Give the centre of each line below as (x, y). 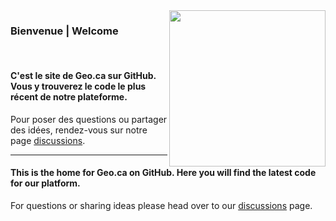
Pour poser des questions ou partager (89, 119)
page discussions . (48, 140)
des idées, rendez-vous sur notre (79, 130)
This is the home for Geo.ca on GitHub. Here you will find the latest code (163, 173)
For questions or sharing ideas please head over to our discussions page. (161, 205)
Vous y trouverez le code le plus (78, 86)
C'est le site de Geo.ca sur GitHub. (83, 75)
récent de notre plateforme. (69, 96)
